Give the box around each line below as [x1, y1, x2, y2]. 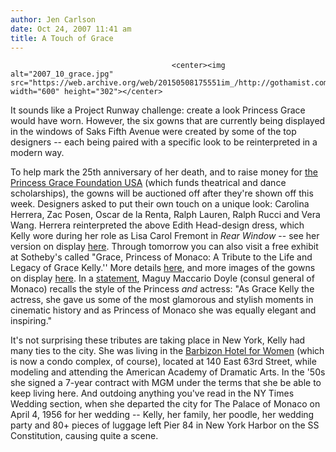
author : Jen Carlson [10, 14, 97, 25]
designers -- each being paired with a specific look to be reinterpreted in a [10, 136, 318, 148]
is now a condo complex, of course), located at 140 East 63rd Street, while [10, 356, 317, 368]
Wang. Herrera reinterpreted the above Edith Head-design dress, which [10, 219, 305, 231]
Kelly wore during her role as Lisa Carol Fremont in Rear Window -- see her [10, 230, 320, 242]
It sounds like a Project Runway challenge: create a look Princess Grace [10, 104, 306, 116]
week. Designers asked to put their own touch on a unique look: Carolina [10, 198, 310, 210]
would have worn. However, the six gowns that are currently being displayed [10, 115, 326, 127]
